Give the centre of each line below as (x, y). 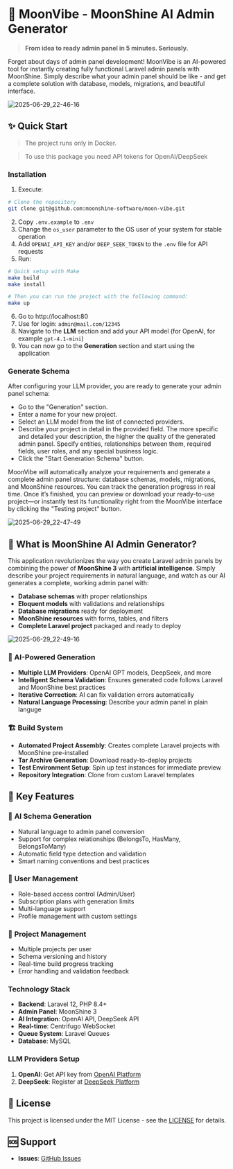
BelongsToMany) (42, 846)
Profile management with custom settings (77, 916)
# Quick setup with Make (44, 271)
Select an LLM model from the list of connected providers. (101, 422)
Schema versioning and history (62, 957)
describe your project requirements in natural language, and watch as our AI (117, 575)
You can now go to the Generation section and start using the (106, 346)
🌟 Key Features (41, 797)
